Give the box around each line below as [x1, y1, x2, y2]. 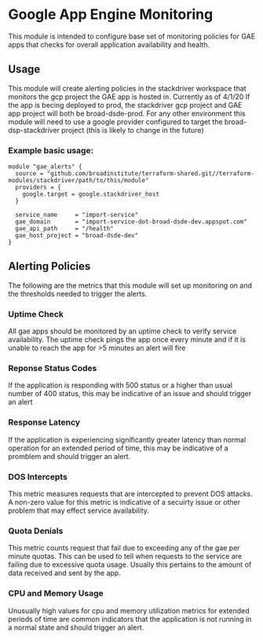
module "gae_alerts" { [8, 163, 82, 171]
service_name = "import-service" [15, 211, 139, 219]
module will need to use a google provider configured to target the [8, 116, 223, 127]
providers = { [15, 183, 61, 192]
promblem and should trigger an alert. [8, 451, 131, 461]
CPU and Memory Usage [8, 588, 104, 599]
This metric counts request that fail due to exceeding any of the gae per [8, 543, 241, 553]
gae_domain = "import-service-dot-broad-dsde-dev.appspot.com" [15, 218, 247, 226]
